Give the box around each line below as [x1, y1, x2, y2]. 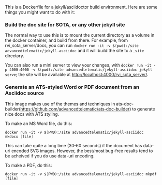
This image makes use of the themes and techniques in [5, 101, 115, 107]
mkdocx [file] [5, 134, 34, 139]
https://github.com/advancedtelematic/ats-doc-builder [20, 106, 130, 112]
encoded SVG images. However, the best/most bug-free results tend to [11, 148, 153, 154]
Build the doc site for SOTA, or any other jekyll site [5, 21, 125, 28]
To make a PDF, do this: [5, 162, 52, 168]
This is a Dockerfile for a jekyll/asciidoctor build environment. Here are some [5, 4, 158, 10]
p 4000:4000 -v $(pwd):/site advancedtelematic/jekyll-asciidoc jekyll [5, 67, 152, 72]
